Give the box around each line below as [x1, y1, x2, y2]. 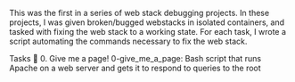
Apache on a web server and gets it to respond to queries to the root [9, 62, 261, 73]
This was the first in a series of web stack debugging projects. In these [9, 8, 270, 18]
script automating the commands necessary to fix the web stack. [9, 36, 248, 46]
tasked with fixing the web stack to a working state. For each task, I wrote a [9, 27, 287, 37]
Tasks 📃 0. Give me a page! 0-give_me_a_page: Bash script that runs [9, 53, 261, 63]
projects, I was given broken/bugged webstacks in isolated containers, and [9, 17, 285, 28]
